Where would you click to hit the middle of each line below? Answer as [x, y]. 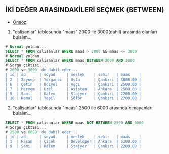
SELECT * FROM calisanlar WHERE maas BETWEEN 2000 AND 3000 [70, 61]
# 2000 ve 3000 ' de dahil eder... [42, 70]
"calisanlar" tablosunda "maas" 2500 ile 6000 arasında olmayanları [82, 108]
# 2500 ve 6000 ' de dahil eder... [42, 132]
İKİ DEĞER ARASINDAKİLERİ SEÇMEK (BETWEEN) [85, 10]
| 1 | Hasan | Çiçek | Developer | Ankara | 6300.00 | [73, 141]
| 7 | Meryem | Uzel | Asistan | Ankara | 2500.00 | [73, 89]
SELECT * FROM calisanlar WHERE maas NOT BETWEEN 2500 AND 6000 [74, 123]
